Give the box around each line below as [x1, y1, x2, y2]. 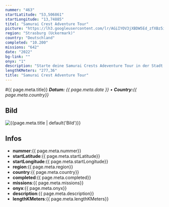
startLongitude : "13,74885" [5, 17, 64, 22]
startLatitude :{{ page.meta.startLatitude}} [12, 153, 101, 159]
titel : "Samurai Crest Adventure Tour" [5, 21, 89, 27]
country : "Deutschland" [5, 36, 55, 41]
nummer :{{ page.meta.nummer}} [12, 148, 81, 154]
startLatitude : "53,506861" [5, 12, 64, 17]
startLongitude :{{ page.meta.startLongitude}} [12, 158, 109, 164]
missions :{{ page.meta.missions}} [12, 179, 84, 186]
